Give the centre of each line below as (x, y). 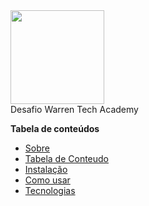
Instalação (46, 169)
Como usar (47, 180)
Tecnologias (50, 190)
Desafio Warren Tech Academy (74, 109)
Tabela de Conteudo (67, 158)
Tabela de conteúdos (55, 128)
